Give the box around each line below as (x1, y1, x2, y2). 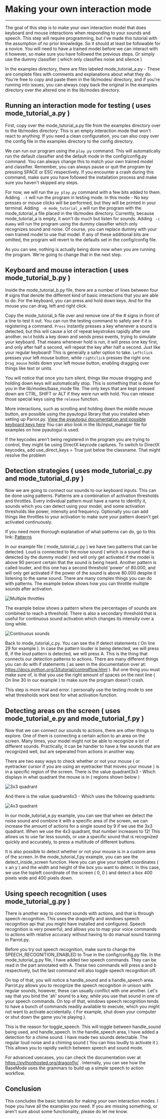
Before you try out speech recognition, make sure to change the (5, 947, 136, 952)
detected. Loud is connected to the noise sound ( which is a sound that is (5, 549, 155, 555)
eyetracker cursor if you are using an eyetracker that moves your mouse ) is (5, 764, 160, 770)
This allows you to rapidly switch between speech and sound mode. (5, 1045, 144, 1050)
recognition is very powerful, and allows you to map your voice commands (5, 926, 157, 932)
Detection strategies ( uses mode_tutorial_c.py (5, 466, 152, 475)
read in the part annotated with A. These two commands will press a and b (5, 962, 157, 968)
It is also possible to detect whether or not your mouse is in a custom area (5, 849, 156, 855)
